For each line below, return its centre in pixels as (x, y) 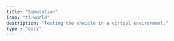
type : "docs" (24, 29)
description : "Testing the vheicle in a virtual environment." (88, 23)
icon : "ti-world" (28, 17)
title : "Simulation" (32, 12)
